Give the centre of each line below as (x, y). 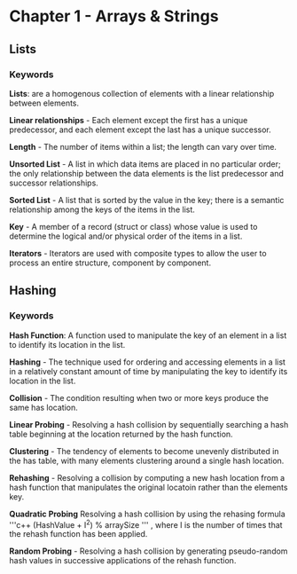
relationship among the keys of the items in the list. (102, 209)
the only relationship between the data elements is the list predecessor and (146, 173)
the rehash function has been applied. (78, 534)
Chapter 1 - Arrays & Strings (114, 16)
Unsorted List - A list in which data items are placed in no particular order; (145, 164)
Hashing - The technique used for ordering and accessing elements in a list (148, 362)
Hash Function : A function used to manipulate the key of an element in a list (148, 335)
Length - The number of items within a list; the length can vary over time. (143, 146)
